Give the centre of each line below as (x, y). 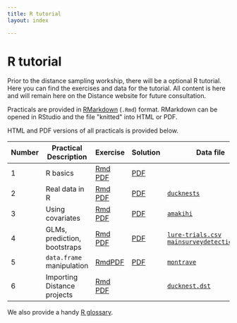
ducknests (183, 194)
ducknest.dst (189, 286)
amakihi (180, 214)
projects (59, 295)
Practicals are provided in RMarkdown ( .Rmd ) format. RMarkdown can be (113, 109)
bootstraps (63, 248)
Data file (211, 152)
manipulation (67, 266)
